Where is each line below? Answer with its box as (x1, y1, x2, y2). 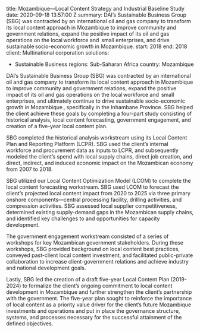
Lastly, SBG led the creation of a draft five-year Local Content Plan (6, 276, 170, 283)
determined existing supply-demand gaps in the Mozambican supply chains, (6, 209, 194, 215)
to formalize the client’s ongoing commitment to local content (22, 282, 173, 289)
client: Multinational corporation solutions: (6, 49, 110, 56)
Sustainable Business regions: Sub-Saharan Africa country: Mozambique (14, 61, 194, 68)
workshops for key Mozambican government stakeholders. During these (6, 239, 183, 246)
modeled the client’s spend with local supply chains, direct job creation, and (6, 153, 192, 160)
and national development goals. (6, 264, 86, 271)
